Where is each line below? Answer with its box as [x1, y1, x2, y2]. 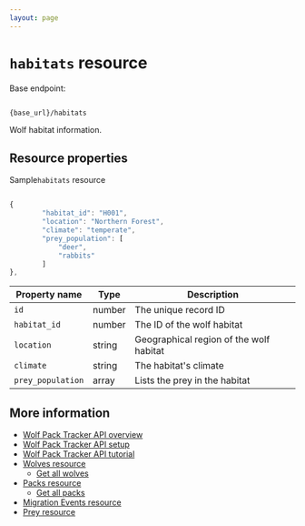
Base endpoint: [9, 83, 66, 94]
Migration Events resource [22, 497, 122, 508]
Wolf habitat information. [9, 124, 103, 135]
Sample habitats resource [9, 175, 106, 186]
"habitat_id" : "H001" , [42, 208, 128, 218]
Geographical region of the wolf [134, 333, 271, 346]
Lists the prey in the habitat [134, 374, 251, 387]
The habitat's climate [134, 359, 224, 372]
